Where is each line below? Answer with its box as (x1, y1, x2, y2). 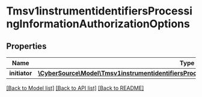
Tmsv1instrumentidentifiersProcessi (6, 4, 192, 18)
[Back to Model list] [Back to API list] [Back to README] (6, 84, 144, 92)
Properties (6, 41, 47, 51)
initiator (9, 69, 32, 77)
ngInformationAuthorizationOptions (6, 17, 191, 31)
